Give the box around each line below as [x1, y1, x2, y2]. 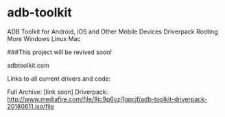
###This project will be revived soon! [7, 48, 112, 56]
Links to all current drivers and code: [7, 74, 111, 83]
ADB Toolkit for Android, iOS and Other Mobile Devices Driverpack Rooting [7, 27, 218, 36]
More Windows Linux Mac [7, 34, 81, 42]
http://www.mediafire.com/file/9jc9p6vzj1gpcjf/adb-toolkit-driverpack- [7, 94, 208, 103]
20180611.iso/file [7, 102, 55, 110]
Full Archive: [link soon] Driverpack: [7, 88, 108, 96]
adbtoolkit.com [7, 61, 49, 69]
